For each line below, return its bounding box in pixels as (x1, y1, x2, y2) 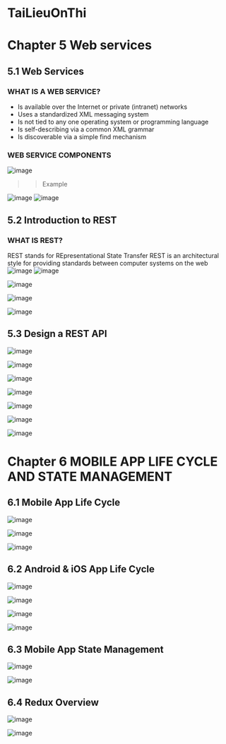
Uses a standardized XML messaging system (17, 110, 150, 119)
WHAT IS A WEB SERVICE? (7, 86, 101, 96)
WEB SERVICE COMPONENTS (7, 150, 112, 160)
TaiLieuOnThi (7, 5, 87, 21)
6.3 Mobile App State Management (7, 644, 164, 656)
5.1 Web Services (7, 65, 85, 77)
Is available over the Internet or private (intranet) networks (17, 102, 188, 111)
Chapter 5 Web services (7, 37, 152, 54)
